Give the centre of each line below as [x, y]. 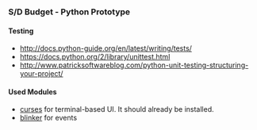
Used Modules [33, 92]
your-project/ [41, 74]
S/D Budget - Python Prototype [69, 12]
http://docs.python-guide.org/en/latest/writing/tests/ [106, 48]
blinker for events [48, 118]
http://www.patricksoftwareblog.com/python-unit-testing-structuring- [134, 65]
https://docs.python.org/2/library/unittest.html [95, 57]
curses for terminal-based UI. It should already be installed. [117, 109]
